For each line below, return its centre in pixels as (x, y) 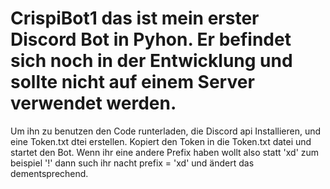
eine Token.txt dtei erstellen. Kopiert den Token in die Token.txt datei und (161, 141)
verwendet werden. (93, 103)
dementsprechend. (49, 173)
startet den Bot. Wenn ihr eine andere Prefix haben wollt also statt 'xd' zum (165, 152)
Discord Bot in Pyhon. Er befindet (151, 39)
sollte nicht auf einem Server (132, 82)
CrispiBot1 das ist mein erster (135, 18)
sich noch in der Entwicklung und (151, 61)
